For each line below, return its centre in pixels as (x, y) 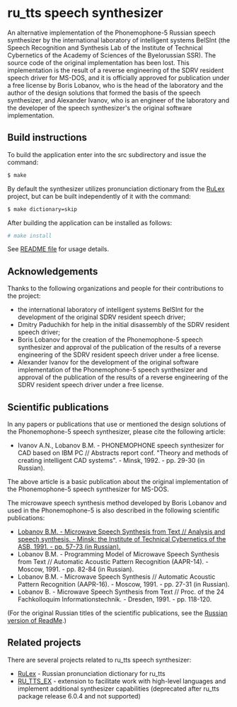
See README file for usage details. (58, 249)
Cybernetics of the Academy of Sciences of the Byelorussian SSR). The (112, 55)
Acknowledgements (53, 271)
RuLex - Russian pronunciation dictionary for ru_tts (91, 673)
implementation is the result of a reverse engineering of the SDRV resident (116, 70)
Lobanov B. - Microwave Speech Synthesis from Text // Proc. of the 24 (121, 592)
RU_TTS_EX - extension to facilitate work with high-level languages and (122, 681)
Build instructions (47, 138)
